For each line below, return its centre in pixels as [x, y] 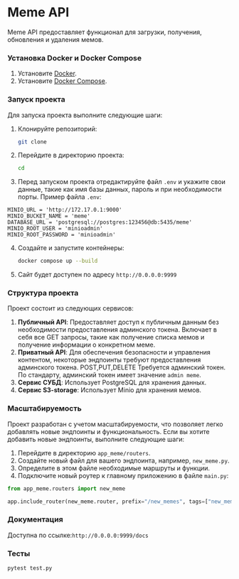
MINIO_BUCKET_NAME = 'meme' [49, 216]
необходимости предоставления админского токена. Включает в [117, 330]
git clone [32, 142]
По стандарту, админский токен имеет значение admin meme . [109, 375]
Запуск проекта [36, 99]
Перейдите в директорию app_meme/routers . [84, 453]
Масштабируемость [44, 408]
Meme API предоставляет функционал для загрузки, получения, [105, 32]
